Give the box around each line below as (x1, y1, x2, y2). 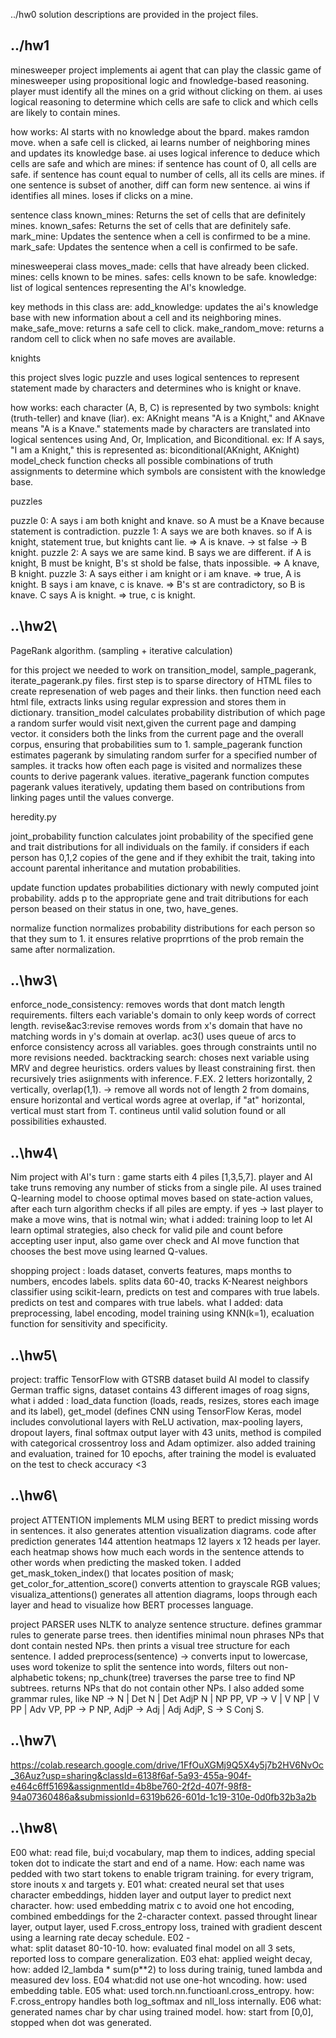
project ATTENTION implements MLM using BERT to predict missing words (10, 1514, 319, 1526)
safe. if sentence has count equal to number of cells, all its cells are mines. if (10, 168, 325, 180)
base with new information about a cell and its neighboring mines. (10, 311, 282, 323)
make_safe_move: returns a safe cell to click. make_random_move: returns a (10, 322, 325, 334)
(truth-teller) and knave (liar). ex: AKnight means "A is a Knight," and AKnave (10, 412, 325, 424)
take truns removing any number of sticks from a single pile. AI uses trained (10, 1182, 322, 1194)
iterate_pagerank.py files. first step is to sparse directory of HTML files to (10, 674, 313, 686)
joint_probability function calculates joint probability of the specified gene (10, 830, 314, 842)
